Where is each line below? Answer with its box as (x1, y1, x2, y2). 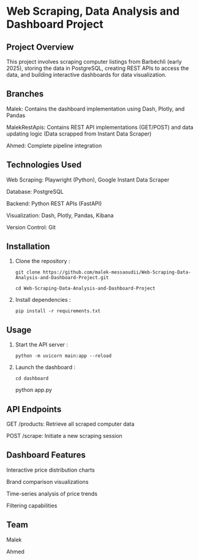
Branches (6, 89, 44, 99)
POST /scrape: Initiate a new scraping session (6, 432, 122, 440)
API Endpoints (6, 404, 62, 415)
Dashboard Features (6, 450, 86, 461)
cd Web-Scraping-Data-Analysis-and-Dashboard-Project (15, 285, 156, 292)
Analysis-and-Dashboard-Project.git (15, 275, 109, 281)
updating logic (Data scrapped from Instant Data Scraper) (6, 130, 152, 137)
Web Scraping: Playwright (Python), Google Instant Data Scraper (6, 176, 170, 183)
